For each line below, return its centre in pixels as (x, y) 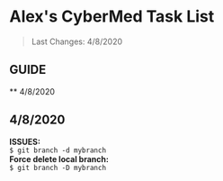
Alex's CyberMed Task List (112, 17)
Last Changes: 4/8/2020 (77, 41)
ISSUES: (25, 141)
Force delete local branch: (59, 158)
